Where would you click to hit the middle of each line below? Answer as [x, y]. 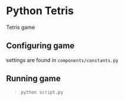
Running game [33, 79]
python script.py [42, 92]
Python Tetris [40, 11]
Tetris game [21, 27]
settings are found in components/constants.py [62, 60]
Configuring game [40, 46]
